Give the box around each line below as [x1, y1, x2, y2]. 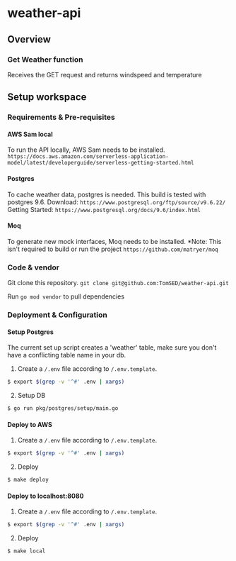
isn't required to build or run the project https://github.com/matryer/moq [7, 245, 218, 253]
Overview [7, 33, 52, 45]
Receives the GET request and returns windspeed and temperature [7, 70, 203, 79]
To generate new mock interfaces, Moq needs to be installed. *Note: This [7, 237, 222, 245]
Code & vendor [7, 262, 60, 272]
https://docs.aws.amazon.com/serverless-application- [7, 153, 170, 160]
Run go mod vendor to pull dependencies [7, 292, 125, 301]
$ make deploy [7, 477, 49, 484]
